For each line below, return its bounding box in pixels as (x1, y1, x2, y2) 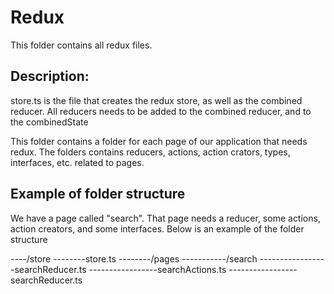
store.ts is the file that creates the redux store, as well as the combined (10, 94, 303, 106)
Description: (10, 68, 90, 85)
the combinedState (10, 116, 89, 128)
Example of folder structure (10, 186, 186, 203)
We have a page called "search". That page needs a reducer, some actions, (10, 212, 321, 224)
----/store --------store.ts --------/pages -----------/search (10, 252, 258, 265)
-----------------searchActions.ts (88, 263, 227, 275)
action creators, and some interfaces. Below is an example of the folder (10, 222, 305, 235)
